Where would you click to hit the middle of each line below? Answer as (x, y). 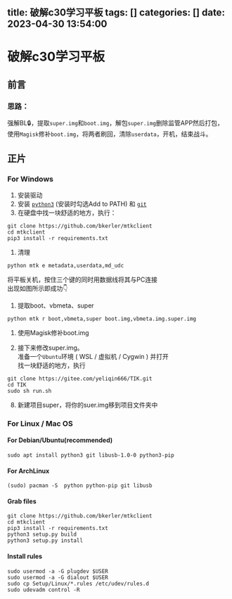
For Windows (31, 179)
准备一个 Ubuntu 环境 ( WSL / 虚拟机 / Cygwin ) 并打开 (93, 356)
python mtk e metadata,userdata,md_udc (66, 265)
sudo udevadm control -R (44, 590)
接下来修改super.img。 (50, 348)
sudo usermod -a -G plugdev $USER (58, 571)
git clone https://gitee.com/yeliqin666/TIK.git (80, 379)
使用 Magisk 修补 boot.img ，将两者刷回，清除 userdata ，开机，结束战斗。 (110, 134)
